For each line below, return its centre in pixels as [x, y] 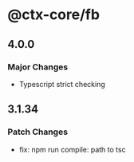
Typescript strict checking [62, 84]
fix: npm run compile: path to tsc [72, 149]
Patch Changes [38, 132]
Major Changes [38, 67]
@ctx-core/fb [54, 15]
